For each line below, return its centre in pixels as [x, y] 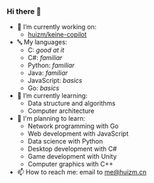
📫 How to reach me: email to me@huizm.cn [82, 172]
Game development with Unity [72, 157]
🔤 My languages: [42, 42]
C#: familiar [45, 58]
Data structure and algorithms [71, 104]
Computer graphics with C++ [70, 164]
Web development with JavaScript [78, 134]
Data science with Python [65, 142]
